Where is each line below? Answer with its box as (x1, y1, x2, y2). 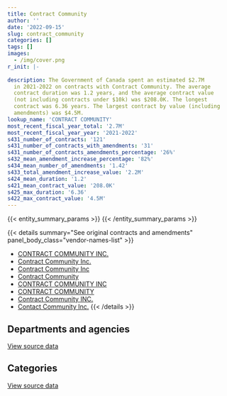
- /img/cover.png (13, 57, 65, 64)
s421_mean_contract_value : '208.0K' (7, 182, 116, 189)
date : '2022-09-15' (7, 23, 65, 31)
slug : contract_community (7, 30, 84, 38)
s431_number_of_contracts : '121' (7, 136, 106, 143)
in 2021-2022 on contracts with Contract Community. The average (13, 83, 211, 90)
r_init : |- (7, 63, 40, 70)
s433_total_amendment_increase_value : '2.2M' (7, 168, 144, 176)
